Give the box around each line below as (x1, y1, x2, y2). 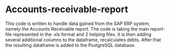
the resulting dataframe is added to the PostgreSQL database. (5, 42, 136, 48)
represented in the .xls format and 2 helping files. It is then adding (13, 31, 152, 37)
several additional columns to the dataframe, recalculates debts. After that (5, 37, 161, 43)
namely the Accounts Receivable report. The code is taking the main (5, 25, 149, 32)
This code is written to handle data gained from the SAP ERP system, (5, 20, 151, 26)
